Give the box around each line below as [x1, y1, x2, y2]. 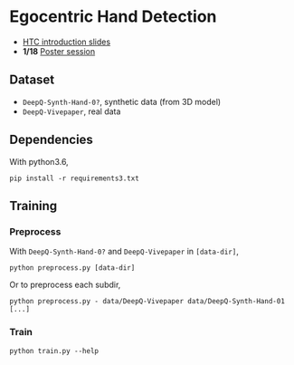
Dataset [9, 72, 55, 88]
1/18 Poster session [22, 45, 96, 56]
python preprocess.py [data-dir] [9, 264, 136, 273]
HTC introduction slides [22, 36, 111, 47]
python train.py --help [9, 346, 100, 355]
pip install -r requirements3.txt [9, 174, 140, 183]
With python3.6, [9, 156, 70, 167]
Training [9, 197, 58, 214]
